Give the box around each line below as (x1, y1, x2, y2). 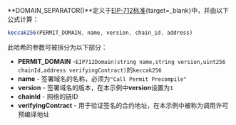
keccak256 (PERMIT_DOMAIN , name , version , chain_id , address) (7, 29, 193, 36)
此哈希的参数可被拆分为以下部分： (7, 43, 108, 51)
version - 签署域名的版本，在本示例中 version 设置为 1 (17, 83, 173, 92)
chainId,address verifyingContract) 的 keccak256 (17, 65, 162, 74)
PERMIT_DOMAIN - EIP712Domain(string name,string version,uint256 (17, 57, 226, 65)
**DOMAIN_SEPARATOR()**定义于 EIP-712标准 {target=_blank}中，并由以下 (7, 6, 230, 14)
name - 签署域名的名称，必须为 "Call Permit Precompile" (17, 74, 187, 83)
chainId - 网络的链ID (17, 92, 78, 101)
